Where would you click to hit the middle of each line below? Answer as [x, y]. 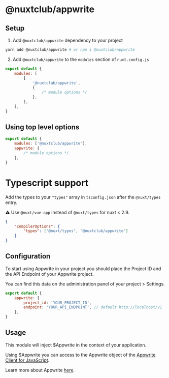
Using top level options [42, 127]
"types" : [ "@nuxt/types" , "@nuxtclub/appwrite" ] [76, 231]
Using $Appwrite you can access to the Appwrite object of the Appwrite [80, 355]
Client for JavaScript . [27, 360]
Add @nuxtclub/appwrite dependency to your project [68, 40]
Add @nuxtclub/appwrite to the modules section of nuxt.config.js [81, 59]
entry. [11, 202]
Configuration [28, 256]
